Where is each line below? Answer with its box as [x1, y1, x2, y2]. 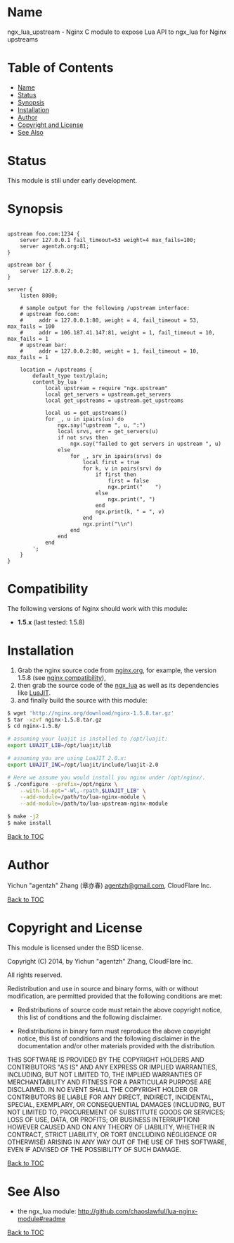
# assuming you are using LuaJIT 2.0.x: [7, 755, 128, 762]
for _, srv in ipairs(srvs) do [70, 452, 162, 459]
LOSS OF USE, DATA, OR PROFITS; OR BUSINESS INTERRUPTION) [7, 1115, 200, 1124]
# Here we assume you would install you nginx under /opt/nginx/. [7, 774, 206, 781]
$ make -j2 [7, 813, 39, 820]
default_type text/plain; [32, 372, 109, 380]
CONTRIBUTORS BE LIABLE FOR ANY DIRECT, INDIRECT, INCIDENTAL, [7, 1093, 214, 1101]
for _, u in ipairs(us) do [44, 416, 124, 423]
